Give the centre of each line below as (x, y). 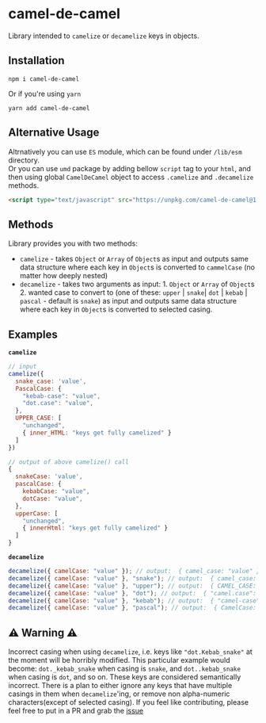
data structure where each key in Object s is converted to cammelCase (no (137, 267)
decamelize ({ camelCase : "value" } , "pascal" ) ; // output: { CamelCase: (133, 608)
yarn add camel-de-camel (49, 108)
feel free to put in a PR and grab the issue (76, 711)
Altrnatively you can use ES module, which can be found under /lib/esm (125, 151)
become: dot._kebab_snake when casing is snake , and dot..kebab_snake (125, 669)
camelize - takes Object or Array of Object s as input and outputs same (134, 259)
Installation (36, 61)
